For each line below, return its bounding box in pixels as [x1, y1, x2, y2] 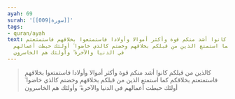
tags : [7, 23, 23, 30]
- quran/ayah [7, 29, 45, 37]
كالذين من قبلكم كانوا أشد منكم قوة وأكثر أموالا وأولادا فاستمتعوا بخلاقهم [24, 68, 212, 77]
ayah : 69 [7, 10, 33, 17]
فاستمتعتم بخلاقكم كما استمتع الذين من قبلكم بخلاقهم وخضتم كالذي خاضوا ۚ [24, 75, 218, 84]
